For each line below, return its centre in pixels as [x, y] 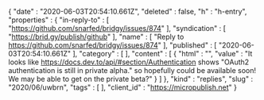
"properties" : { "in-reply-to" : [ [59, 20]
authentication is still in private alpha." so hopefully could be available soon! [132, 70]
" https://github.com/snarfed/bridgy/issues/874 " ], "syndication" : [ [117, 28]
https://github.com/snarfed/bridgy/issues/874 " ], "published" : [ [113, 45]
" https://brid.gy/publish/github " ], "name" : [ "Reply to [96, 37]
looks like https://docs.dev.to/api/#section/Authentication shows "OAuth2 [129, 62]
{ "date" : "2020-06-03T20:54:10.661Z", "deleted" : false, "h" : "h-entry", [128, 12]
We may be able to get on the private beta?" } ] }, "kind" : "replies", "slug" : [130, 79]
